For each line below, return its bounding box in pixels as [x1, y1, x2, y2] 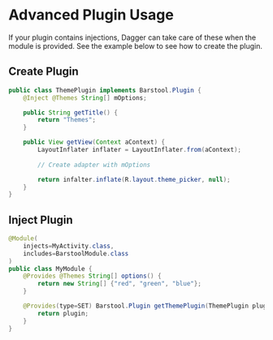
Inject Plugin [8, 213, 73, 226]
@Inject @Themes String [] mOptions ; [23, 93, 148, 102]
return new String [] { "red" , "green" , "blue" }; [37, 280, 201, 288]
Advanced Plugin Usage [8, 6, 175, 24]
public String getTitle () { [23, 108, 118, 117]
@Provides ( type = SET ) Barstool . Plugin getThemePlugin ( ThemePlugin [23, 302, 249, 310]
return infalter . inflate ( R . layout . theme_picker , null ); [37, 175, 231, 183]
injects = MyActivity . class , [23, 242, 115, 250]
